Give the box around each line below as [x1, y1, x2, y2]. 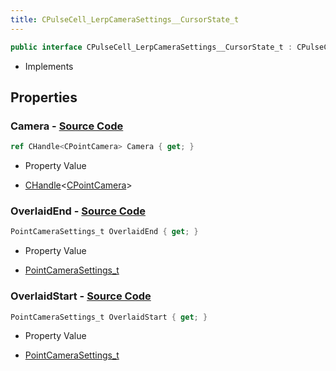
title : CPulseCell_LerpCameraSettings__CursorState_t [10, 14, 240, 25]
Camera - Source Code [10, 119, 124, 133]
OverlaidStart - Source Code [10, 289, 152, 303]
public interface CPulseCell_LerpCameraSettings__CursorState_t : [10, 42, 293, 52]
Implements [24, 60, 74, 72]
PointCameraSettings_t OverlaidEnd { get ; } [10, 227, 199, 237]
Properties [10, 89, 78, 106]
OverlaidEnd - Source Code [10, 204, 146, 218]
